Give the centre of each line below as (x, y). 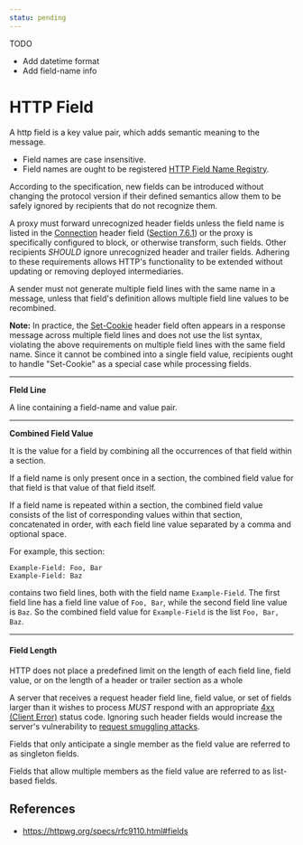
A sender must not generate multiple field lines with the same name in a (142, 288)
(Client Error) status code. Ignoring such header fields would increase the (146, 717)
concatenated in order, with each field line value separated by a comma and (150, 524)
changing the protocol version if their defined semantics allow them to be (145, 196)
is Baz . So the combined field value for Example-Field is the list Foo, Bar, (144, 612)
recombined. (33, 307)
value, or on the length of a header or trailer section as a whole (126, 680)
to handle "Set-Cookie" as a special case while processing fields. (131, 363)
